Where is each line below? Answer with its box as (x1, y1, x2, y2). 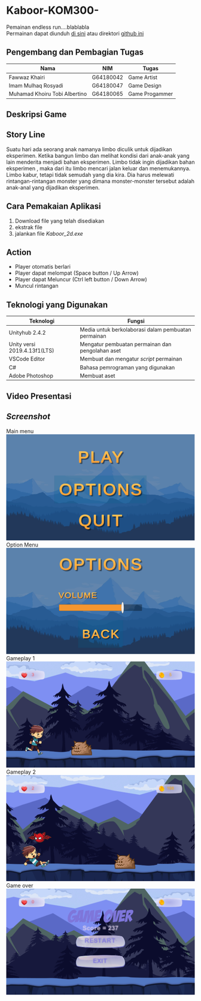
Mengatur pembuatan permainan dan (80, 341, 172, 348)
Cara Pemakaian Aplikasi (6, 202, 101, 212)
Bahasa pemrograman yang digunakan (80, 363, 175, 371)
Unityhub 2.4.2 (8, 329, 46, 336)
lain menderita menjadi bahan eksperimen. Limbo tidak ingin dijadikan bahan (6, 158, 195, 166)
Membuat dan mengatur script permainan (80, 355, 182, 363)
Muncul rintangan (14, 282, 59, 290)
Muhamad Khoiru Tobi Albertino (8, 91, 87, 97)
